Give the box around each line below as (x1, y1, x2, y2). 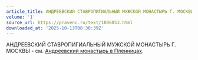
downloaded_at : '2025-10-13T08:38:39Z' (6, 25, 104, 31)
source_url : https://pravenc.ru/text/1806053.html (6, 19, 133, 25)
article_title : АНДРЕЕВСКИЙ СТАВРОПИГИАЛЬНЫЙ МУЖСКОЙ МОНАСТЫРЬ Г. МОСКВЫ (6, 8, 194, 15)
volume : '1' (6, 14, 35, 20)
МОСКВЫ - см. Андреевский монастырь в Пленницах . (6, 48, 144, 55)
